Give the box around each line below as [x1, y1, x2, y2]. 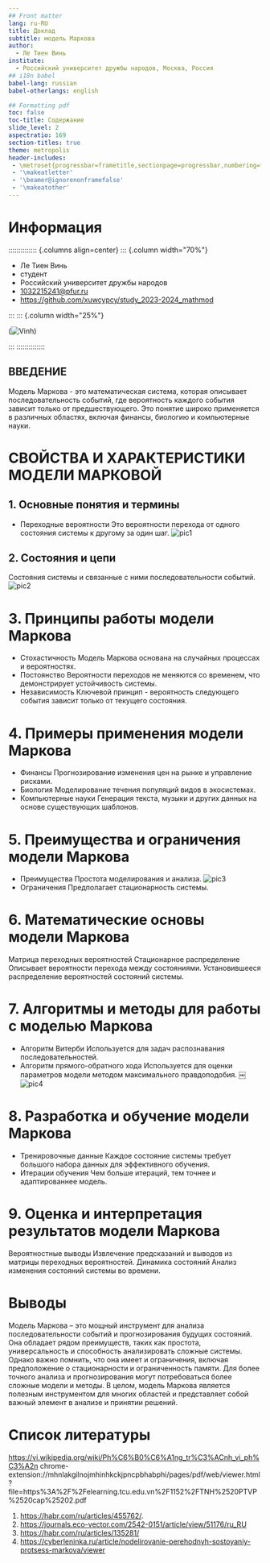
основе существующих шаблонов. [19, 802, 139, 812]
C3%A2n [8, 1461, 39, 1470]
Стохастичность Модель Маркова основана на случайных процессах [19, 653, 260, 663]
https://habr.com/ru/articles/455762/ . [19, 1511, 144, 1520]
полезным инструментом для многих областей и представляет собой [8, 1389, 249, 1399]
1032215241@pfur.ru [19, 286, 88, 296]
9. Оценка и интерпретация [8, 1205, 202, 1223]
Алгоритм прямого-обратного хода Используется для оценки [19, 1061, 233, 1071]
